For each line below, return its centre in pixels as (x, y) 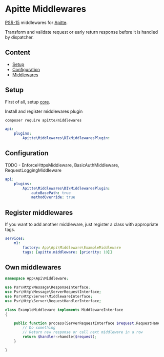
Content (18, 52)
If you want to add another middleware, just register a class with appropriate (82, 224)
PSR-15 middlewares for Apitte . (36, 22)
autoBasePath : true (51, 193)
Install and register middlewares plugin (44, 111)
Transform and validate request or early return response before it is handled (82, 32)
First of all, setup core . (28, 102)
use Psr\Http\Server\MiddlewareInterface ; (49, 296)
